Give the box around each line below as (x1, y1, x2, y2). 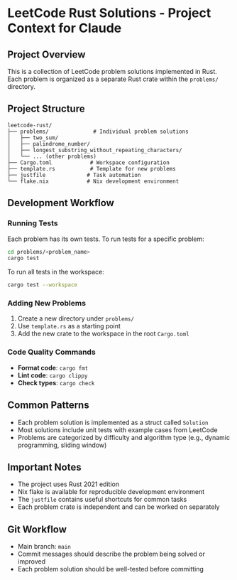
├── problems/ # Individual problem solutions (7, 128, 189, 135)
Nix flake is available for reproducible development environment (17, 488, 205, 496)
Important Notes (7, 461, 82, 473)
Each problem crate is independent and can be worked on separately (17, 503, 220, 511)
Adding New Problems (7, 299, 87, 308)
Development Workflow (7, 197, 115, 209)
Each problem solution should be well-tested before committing (17, 565, 204, 574)
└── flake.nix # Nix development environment (7, 178, 180, 185)
